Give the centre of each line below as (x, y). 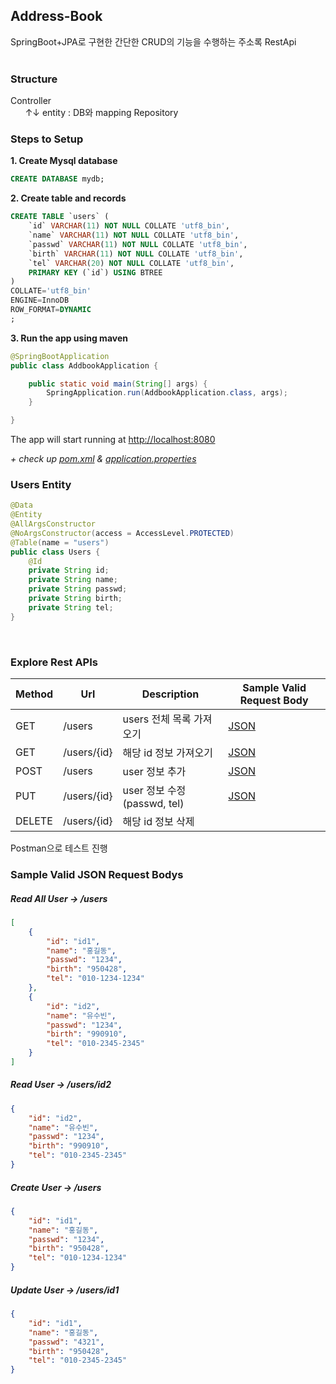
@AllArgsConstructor (53, 524)
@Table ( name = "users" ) (60, 542)
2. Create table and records (68, 198)
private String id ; (69, 570)
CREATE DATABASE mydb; (57, 179)
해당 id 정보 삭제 (158, 821)
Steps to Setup (47, 139)
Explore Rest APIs (54, 662)
